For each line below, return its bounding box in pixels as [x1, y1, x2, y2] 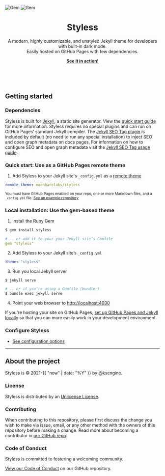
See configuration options [12, 338, 65, 344]
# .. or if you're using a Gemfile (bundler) [5, 286, 100, 292]
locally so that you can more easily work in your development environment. [5, 315, 157, 321]
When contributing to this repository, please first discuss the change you [5, 417, 152, 422]
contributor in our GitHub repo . [5, 432, 68, 438]
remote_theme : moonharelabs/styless [5, 182, 80, 187]
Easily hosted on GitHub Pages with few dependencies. [26, 48, 139, 54]
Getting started [5, 92, 53, 101]
